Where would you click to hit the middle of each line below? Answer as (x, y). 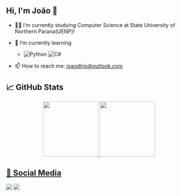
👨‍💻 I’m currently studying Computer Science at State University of (95, 25)
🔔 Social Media (34, 173)
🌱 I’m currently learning (43, 42)
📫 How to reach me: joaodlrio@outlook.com (69, 66)
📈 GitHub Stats (35, 87)
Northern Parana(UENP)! (45, 31)
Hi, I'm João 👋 (32, 11)
